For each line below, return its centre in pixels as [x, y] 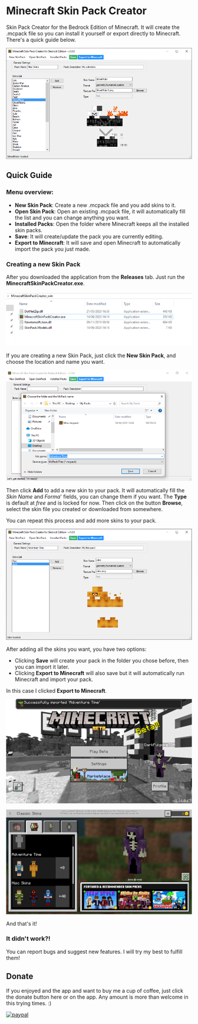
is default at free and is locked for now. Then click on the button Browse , [95, 503]
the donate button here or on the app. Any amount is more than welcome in [97, 997]
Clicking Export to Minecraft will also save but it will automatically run [99, 673]
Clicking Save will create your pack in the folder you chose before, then [101, 660]
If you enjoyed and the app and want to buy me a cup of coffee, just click [95, 990]
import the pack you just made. [52, 249]
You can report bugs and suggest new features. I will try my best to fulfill [94, 951]
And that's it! [22, 923]
